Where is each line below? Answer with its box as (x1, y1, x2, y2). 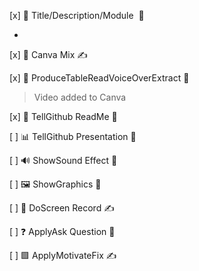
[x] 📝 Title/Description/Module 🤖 (9, 10, 145, 21)
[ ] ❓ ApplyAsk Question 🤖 (9, 226, 116, 237)
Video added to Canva (33, 91, 127, 103)
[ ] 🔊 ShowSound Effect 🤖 (9, 155, 118, 166)
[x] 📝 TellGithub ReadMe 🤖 (9, 111, 118, 122)
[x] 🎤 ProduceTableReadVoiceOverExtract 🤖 (9, 72, 190, 84)
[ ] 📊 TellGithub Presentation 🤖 (9, 131, 137, 142)
